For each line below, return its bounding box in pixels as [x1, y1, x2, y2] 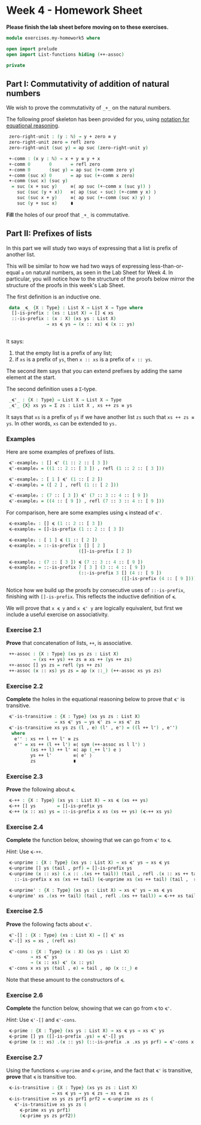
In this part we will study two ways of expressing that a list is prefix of [6, 244, 178, 252]
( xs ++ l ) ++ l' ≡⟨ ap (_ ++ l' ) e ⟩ [30, 747, 121, 753]
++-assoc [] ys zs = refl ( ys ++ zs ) [8, 662, 103, 668]
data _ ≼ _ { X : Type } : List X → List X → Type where [8, 304, 144, 310]
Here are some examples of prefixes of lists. [6, 448, 115, 456]
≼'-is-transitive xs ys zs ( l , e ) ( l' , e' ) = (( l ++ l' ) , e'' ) [8, 725, 178, 731]
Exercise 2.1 [6, 626, 42, 634]
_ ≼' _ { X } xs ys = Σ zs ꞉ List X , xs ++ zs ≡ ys [8, 402, 133, 408]
